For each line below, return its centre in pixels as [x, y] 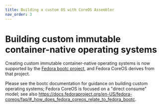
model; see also [21, 94]
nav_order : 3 [19, 14]
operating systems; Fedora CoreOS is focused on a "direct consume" [76, 89]
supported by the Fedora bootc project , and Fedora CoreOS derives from [80, 69]
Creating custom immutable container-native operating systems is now [78, 63]
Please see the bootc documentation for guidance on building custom [77, 84]
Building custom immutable [63, 39]
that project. [18, 74]
